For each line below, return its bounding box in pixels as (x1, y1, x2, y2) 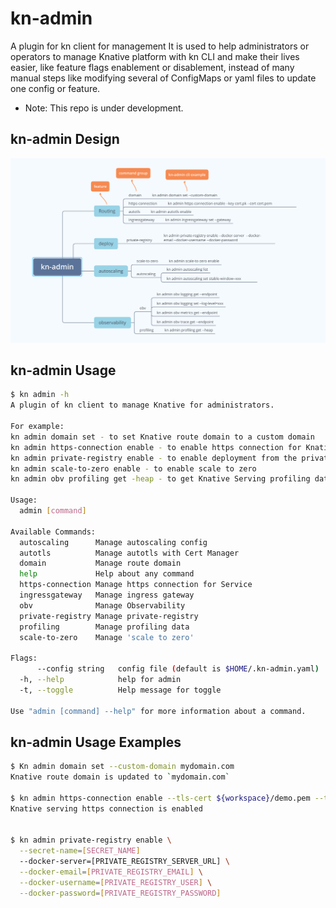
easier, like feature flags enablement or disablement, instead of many (10, 61, 295, 73)
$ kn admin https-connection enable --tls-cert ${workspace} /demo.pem (10, 793, 311, 803)
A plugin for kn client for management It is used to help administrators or (10, 40, 310, 52)
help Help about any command (19, 569, 195, 579)
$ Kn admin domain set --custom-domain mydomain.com (10, 762, 235, 772)
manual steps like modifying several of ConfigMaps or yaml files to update (10, 72, 317, 84)
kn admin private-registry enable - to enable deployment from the (10, 453, 298, 463)
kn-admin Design (10, 131, 120, 148)
